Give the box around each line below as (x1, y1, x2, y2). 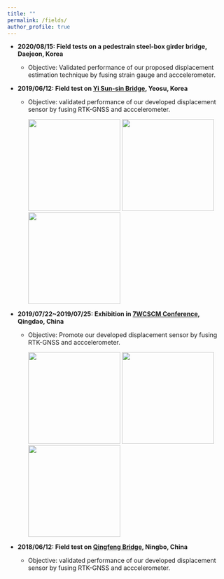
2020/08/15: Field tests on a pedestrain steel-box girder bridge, (17, 43, 208, 51)
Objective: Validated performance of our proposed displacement (27, 64, 214, 72)
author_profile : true (7, 23, 71, 30)
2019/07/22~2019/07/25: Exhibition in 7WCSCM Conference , (17, 310, 200, 318)
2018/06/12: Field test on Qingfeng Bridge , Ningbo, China (17, 543, 188, 551)
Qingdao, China (17, 317, 64, 326)
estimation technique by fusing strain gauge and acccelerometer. (27, 71, 216, 79)
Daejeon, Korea (17, 50, 64, 58)
